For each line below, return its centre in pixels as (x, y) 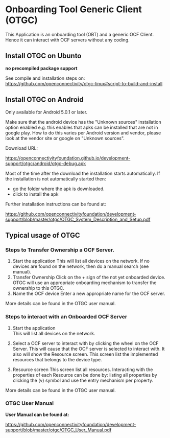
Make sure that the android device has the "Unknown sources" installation (83, 122)
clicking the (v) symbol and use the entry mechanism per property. (83, 380)
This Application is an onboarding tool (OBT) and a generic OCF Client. (80, 34)
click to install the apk (35, 194)
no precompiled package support (41, 68)
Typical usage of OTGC (43, 235)
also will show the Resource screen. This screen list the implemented (85, 354)
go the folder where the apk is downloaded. (58, 189)
